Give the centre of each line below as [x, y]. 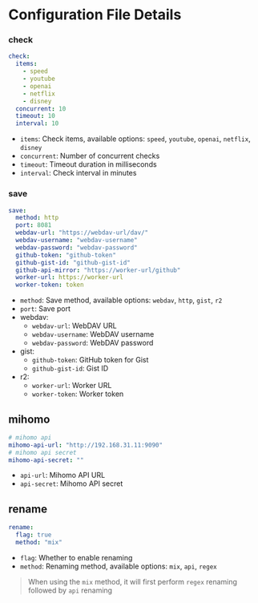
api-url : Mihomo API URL [62, 476]
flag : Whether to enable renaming [76, 557]
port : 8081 [34, 225]
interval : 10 [37, 123]
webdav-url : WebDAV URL [75, 326]
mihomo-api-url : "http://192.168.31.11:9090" [85, 445]
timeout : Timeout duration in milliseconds [89, 164]
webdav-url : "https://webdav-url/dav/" [82, 233]
